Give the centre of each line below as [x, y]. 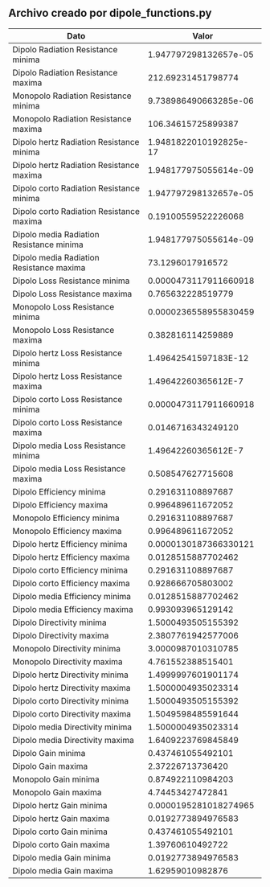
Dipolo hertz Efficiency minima [70, 544]
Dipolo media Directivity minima [72, 727]
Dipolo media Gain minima [61, 857]
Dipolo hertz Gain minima [60, 805]
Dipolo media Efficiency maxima [73, 609]
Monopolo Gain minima [56, 779]
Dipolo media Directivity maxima [73, 740]
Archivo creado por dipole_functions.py [110, 13]
